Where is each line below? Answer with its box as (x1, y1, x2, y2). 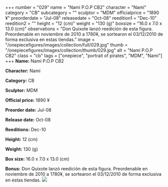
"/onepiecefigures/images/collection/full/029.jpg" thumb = (5, 42, 128, 48)
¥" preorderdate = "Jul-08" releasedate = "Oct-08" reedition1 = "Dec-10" (5, 15, 157, 21)
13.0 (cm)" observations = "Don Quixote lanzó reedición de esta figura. (5, 26, 153, 32)
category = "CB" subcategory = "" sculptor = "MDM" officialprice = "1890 (5, 10, 159, 16)
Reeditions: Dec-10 (5, 126, 47, 132)
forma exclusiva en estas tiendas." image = (5, 36, 95, 42)
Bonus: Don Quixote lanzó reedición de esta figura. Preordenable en (5, 166, 148, 171)
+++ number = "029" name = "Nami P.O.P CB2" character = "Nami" (5, 5, 147, 10)
